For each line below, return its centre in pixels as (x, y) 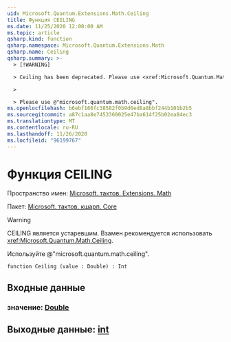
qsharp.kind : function (40, 39)
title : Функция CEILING (41, 20)
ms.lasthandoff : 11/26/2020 (47, 134)
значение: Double (38, 307)
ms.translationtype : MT (41, 121)
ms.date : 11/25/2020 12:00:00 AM (55, 26)
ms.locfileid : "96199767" (44, 140)
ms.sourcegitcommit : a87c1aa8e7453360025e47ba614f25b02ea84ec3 (100, 115)
